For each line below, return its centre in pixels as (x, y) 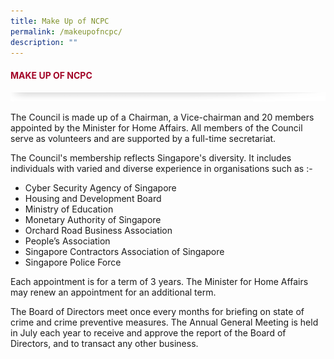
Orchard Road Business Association (98, 230)
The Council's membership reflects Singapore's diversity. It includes (151, 157)
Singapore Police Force (73, 262)
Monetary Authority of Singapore (93, 219)
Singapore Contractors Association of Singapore (124, 251)
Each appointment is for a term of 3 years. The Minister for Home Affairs (159, 281)
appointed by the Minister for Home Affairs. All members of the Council (156, 127)
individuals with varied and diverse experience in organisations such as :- (161, 168)
